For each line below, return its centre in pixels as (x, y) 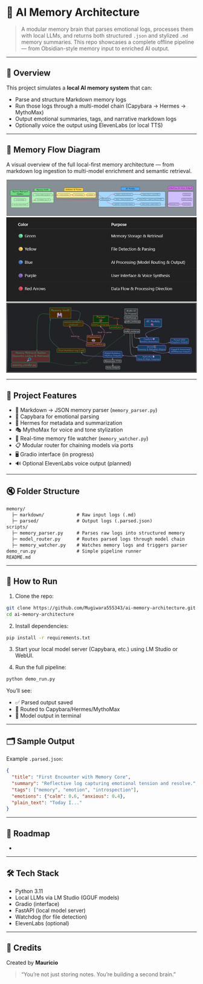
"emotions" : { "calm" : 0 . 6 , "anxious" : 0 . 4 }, (69, 796)
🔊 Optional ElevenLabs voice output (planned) (73, 464)
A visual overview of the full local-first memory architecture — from (90, 164)
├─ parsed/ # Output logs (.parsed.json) (82, 521)
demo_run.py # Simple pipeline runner (74, 551)
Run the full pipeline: (40, 667)
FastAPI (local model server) (50, 910)
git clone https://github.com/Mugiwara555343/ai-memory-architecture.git (101, 608)
